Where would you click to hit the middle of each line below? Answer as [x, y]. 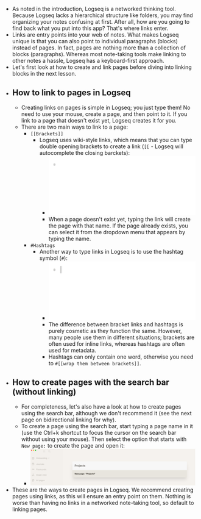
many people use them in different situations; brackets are [122, 337]
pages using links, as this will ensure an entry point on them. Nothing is [101, 496]
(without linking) [44, 392]
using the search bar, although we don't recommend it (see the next [106, 413]
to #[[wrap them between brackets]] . [95, 363]
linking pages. [30, 509]
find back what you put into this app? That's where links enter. [90, 28]
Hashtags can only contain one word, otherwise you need [121, 357]
